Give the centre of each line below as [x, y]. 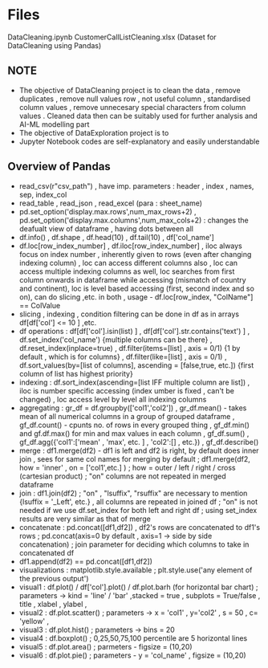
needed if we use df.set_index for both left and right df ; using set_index [138, 510]
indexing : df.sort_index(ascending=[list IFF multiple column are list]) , [134, 382]
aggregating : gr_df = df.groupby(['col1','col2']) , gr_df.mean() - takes [133, 408]
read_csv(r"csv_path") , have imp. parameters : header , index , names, [136, 185]
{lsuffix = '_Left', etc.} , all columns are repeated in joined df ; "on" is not [138, 501]
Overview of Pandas [59, 167]
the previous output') [54, 578]
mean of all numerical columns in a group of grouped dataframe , [127, 416]
